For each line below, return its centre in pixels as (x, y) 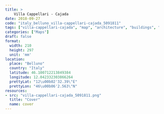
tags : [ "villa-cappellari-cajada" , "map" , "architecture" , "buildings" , (81, 28)
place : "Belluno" (27, 64)
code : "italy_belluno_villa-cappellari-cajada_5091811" (63, 23)
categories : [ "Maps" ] (27, 32)
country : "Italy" (27, 68)
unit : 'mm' (20, 55)
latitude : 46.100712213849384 (40, 73)
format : (13, 41)
